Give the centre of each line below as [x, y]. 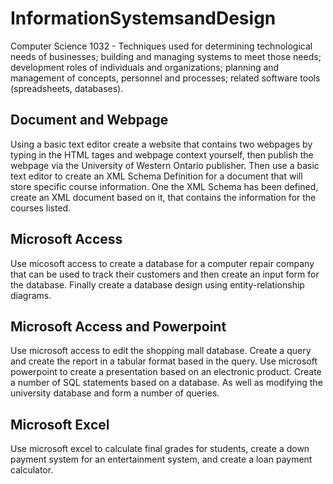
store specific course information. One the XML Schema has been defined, [164, 186]
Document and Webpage [89, 120]
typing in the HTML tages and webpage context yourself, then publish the [162, 154]
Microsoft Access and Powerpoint [118, 326]
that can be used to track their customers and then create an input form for [165, 274]
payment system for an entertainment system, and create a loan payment [161, 459]
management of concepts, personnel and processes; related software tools [165, 78]
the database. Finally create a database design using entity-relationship [157, 284]
